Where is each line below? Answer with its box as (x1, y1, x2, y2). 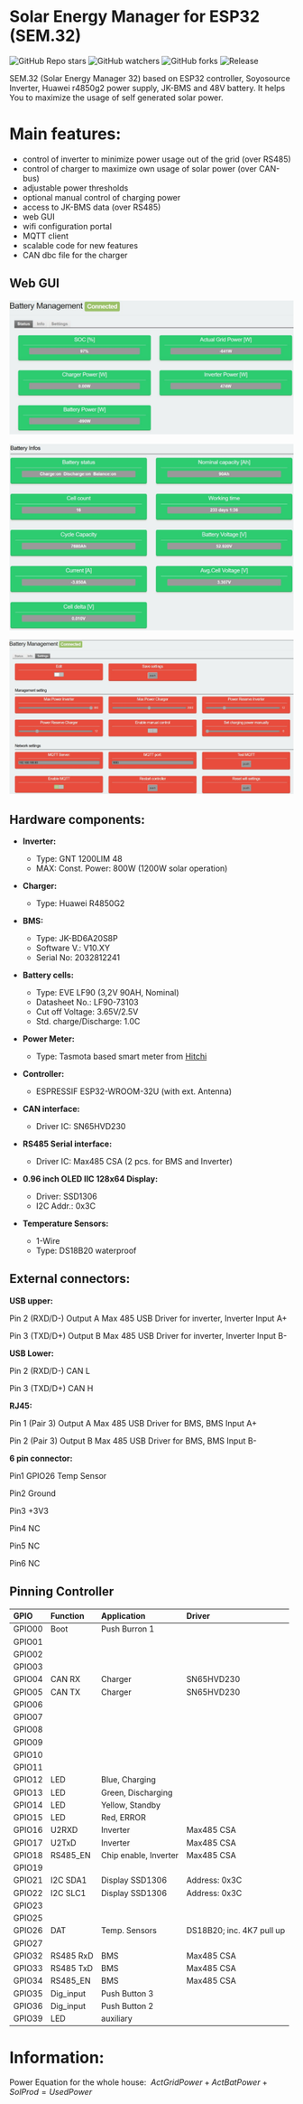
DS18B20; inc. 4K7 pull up (186, 1925, 286, 1936)
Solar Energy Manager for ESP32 (9, 6, 260, 27)
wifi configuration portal (22, 220, 113, 231)
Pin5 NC (9, 1540, 41, 1551)
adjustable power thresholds (22, 182, 129, 193)
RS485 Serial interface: (22, 1138, 113, 1149)
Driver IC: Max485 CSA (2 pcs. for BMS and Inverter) (35, 1155, 233, 1166)
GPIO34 (13, 1976, 43, 1987)
